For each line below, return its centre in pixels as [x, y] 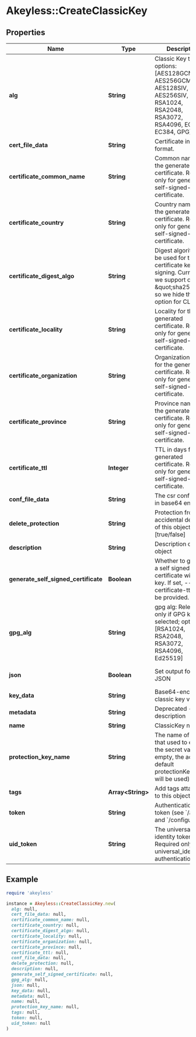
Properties [26, 32]
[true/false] [170, 534]
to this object [172, 796]
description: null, [35, 969]
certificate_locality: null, [47, 936]
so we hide [169, 294]
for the [164, 365]
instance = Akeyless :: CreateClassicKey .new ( [61, 903]
